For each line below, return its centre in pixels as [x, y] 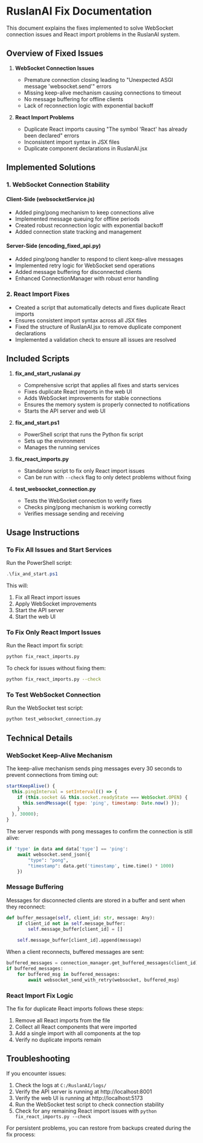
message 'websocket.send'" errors [68, 86]
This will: [17, 585]
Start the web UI [35, 617]
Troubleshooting [38, 1059]
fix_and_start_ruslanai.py [48, 373]
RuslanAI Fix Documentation [79, 11]
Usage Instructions [43, 532]
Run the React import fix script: [45, 645]
